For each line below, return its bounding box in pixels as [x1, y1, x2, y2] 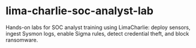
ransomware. [5, 36, 38, 43]
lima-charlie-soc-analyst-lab [5, 4, 154, 18]
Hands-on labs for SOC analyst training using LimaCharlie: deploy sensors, [5, 24, 191, 31]
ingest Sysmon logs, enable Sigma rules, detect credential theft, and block [5, 30, 189, 37]
